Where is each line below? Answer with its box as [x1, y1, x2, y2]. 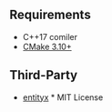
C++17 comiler [22, 31, 77, 42]
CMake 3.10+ [22, 41, 72, 52]
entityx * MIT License [22, 91, 104, 103]
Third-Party [9, 67, 78, 83]
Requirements [9, 7, 91, 23]
